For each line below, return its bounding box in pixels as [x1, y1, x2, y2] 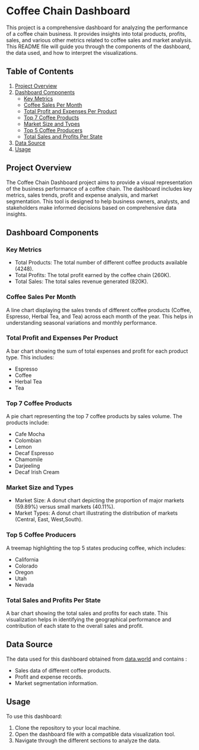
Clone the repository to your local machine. [14, 724, 121, 731]
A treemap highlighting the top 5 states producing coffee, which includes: [6, 544, 186, 552]
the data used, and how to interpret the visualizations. [6, 49, 138, 56]
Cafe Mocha [14, 431, 45, 438]
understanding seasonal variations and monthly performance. [6, 319, 157, 326]
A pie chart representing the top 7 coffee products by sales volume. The [6, 413, 182, 420]
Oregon [14, 568, 34, 575]
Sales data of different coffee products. [14, 667, 112, 674]
